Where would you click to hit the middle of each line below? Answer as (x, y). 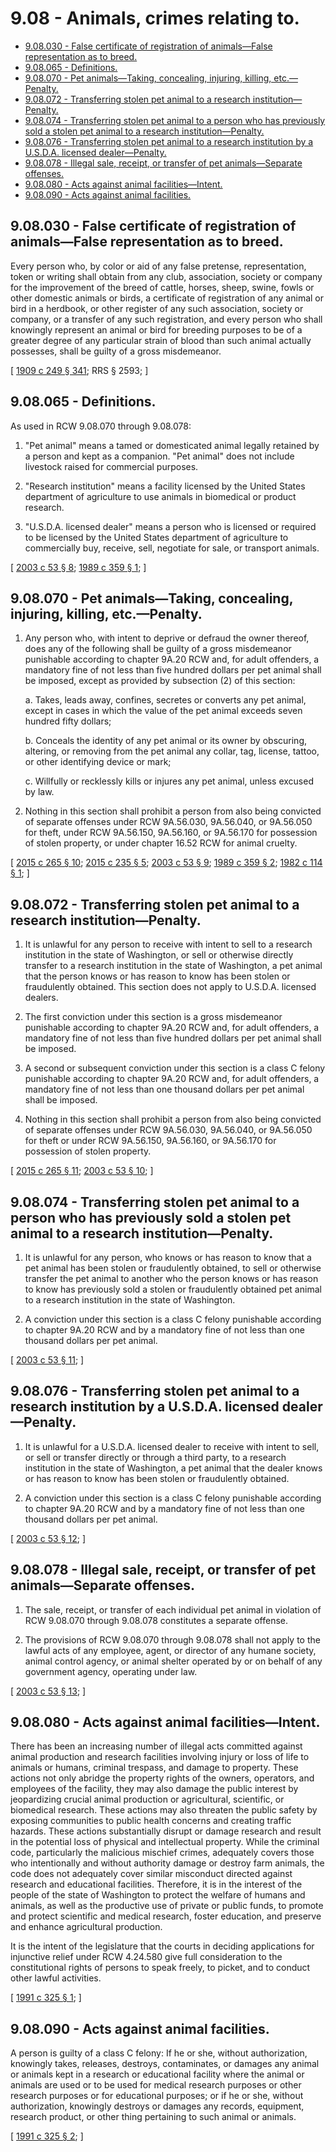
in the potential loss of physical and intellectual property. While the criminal (165, 1842)
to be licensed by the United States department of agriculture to (156, 537)
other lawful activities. (56, 1978)
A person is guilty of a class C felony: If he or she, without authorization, (159, 2053)
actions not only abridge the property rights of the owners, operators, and (162, 1778)
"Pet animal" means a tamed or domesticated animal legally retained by (172, 445)
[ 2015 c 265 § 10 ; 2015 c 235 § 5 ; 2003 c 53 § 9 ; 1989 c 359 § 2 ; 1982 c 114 (166, 863)
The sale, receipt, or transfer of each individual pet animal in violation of (173, 1609)
